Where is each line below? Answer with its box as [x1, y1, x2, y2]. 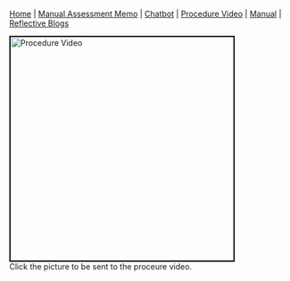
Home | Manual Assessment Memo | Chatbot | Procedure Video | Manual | [9, 9, 282, 19]
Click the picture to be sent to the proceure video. [9, 261, 193, 272]
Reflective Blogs [9, 18, 70, 29]
